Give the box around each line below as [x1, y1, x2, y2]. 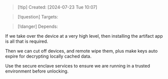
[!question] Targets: [17, 14, 59, 19]
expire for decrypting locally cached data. [5, 53, 92, 59]
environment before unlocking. [5, 68, 69, 74]
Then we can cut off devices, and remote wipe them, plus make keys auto [5, 48, 158, 54]
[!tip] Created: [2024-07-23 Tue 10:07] [17, 4, 98, 10]
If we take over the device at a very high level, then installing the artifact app [5, 33, 163, 39]
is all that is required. [5, 38, 49, 44]
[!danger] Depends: [17, 23, 58, 29]
